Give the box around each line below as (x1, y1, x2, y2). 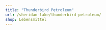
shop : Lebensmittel (5, 17, 47, 22)
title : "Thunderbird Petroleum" (5, 7, 74, 13)
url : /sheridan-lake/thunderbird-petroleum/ (5, 12, 101, 17)
